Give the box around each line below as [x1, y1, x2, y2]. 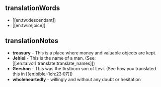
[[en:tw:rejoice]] [12, 22, 46, 28]
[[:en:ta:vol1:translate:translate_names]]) [12, 60, 95, 66]
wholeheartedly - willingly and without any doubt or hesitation [12, 76, 141, 82]
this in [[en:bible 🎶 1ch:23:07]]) [12, 71, 73, 77]
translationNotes [5, 37, 59, 45]
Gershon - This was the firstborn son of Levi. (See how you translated [12, 65, 157, 71]
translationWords [5, 4, 60, 12]
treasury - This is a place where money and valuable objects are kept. [12, 49, 157, 56]
